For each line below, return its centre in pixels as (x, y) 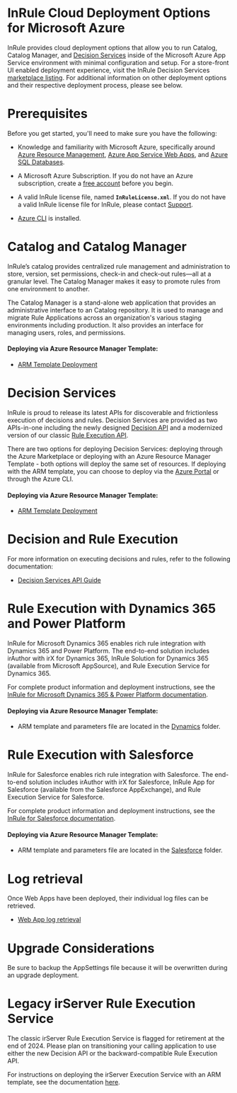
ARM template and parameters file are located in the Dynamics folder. (119, 727)
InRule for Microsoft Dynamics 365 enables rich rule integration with (107, 643)
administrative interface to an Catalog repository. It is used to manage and (115, 310)
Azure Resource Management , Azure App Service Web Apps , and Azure (123, 154)
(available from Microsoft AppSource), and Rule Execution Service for (109, 666)
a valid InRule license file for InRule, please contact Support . (105, 204)
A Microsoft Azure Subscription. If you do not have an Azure (105, 175)
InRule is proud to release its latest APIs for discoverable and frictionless (113, 412)
